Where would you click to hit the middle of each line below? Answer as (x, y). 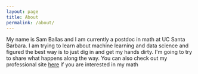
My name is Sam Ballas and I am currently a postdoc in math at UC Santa (96, 40)
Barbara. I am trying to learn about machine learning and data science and (98, 46)
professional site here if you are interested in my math (72, 65)
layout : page (22, 12)
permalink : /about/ (30, 22)
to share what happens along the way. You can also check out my (87, 58)
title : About (22, 17)
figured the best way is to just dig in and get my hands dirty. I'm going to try (99, 52)
